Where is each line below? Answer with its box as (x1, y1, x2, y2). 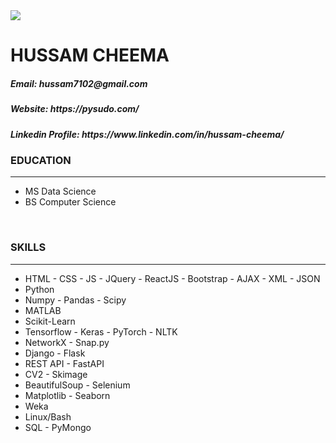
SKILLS (10, 240, 47, 254)
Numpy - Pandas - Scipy (24, 294, 127, 306)
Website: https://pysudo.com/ (10, 103, 140, 115)
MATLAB (24, 304, 62, 316)
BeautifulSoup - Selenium (24, 379, 131, 391)
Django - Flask (24, 347, 86, 359)
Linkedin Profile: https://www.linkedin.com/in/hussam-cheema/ (10, 128, 285, 140)
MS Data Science (24, 185, 97, 198)
